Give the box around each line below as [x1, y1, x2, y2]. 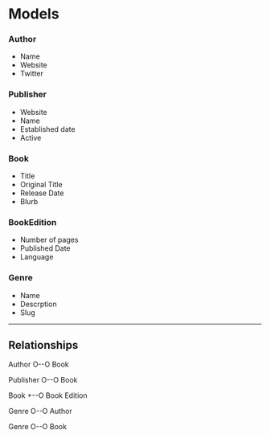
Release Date [19, 188, 64, 198]
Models [8, 5, 59, 23]
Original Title [19, 180, 63, 190]
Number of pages [19, 235, 79, 245]
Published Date [19, 244, 71, 253]
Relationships [8, 338, 79, 352]
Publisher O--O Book [8, 375, 78, 385]
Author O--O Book [8, 359, 70, 370]
